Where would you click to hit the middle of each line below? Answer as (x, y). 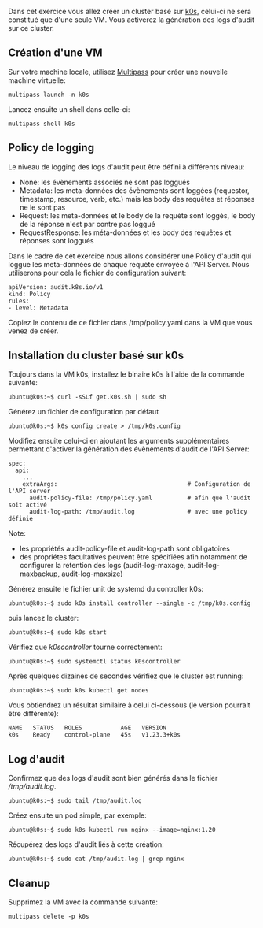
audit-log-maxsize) (92, 574)
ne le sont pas (42, 207)
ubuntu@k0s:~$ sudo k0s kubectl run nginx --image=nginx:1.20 (112, 830)
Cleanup (29, 883)
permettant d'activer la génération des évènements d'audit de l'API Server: (129, 449)
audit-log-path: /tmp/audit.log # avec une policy (138, 512)
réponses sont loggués (57, 240)
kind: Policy (29, 294)
